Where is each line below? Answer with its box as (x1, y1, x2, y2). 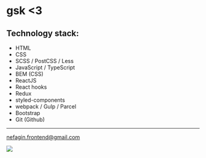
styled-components (15, 96, 66, 103)
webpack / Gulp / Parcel (15, 103, 77, 110)
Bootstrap (15, 110, 40, 116)
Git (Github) (15, 116, 45, 123)
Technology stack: (6, 28, 80, 39)
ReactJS (15, 77, 37, 84)
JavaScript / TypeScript (15, 64, 75, 71)
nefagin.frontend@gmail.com (6, 134, 80, 141)
